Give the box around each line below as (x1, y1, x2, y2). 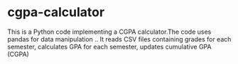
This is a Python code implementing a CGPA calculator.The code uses (7, 27, 212, 36)
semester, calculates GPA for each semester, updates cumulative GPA (7, 42, 212, 51)
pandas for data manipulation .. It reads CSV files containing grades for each (7, 34, 232, 43)
